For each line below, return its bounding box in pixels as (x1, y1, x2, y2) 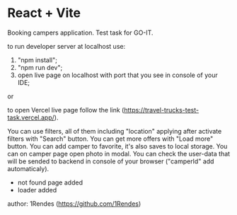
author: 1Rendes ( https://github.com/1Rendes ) (7, 199, 141, 208)
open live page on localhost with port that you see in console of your (17, 71, 218, 79)
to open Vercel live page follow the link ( (7, 105, 125, 114)
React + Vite (7, 5, 81, 21)
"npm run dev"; (17, 63, 63, 71)
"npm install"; (17, 55, 58, 64)
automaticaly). (7, 164, 50, 173)
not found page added (17, 178, 83, 187)
